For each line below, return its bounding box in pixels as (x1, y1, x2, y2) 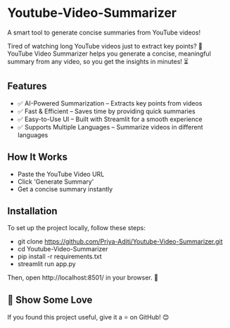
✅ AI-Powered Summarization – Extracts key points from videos (17, 99, 203, 107)
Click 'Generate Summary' (17, 177, 94, 186)
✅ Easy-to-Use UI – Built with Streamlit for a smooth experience (17, 115, 203, 123)
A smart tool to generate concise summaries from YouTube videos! (7, 28, 201, 37)
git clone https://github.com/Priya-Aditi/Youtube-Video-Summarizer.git (17, 237, 223, 246)
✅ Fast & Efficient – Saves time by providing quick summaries (17, 107, 196, 115)
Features (7, 80, 47, 92)
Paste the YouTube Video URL (17, 170, 105, 178)
